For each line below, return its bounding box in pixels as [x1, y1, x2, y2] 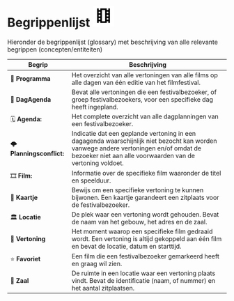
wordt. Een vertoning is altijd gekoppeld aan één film [72, 235, 222, 243]
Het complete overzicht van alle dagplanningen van [72, 112, 219, 121]
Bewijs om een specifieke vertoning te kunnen [72, 185, 204, 194]
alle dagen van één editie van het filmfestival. [72, 78, 201, 86]
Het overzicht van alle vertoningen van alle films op [72, 70, 218, 79]
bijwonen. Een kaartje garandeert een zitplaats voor [72, 193, 219, 201]
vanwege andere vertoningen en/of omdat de [72, 144, 202, 153]
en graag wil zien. [72, 259, 123, 268]
